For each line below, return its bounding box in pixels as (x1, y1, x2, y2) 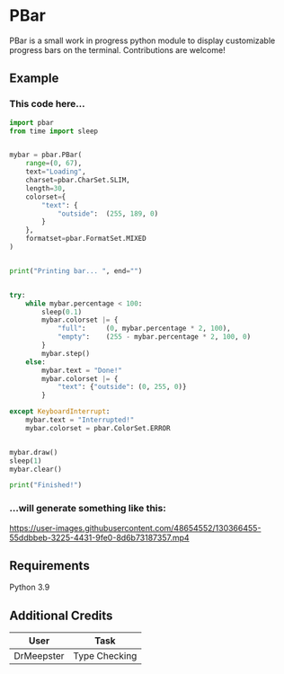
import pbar (9, 118, 54, 127)
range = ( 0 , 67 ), (25, 159, 83, 168)
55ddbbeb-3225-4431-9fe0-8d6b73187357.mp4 (9, 532, 191, 543)
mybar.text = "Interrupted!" (25, 415, 135, 424)
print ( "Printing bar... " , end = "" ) (9, 266, 143, 275)
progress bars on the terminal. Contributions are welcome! (9, 44, 226, 55)
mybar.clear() (9, 465, 63, 474)
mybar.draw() (9, 448, 58, 457)
